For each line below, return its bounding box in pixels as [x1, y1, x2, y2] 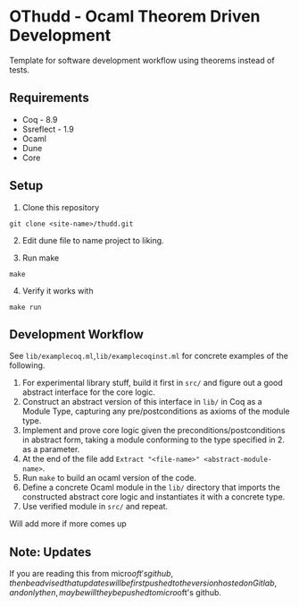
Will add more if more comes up [9, 518, 127, 529]
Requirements [9, 90, 89, 106]
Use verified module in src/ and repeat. [21, 501, 168, 512]
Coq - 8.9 [21, 114, 58, 124]
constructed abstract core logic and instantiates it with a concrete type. [21, 492, 286, 502]
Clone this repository [21, 201, 100, 212]
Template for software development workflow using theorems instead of [9, 55, 275, 65]
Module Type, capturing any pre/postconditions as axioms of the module [21, 406, 290, 417]
